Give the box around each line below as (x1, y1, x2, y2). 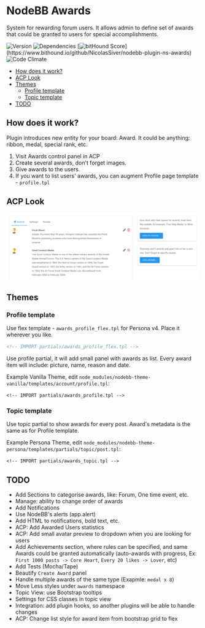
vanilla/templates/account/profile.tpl (6, 381, 109, 387)
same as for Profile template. (6, 427, 79, 435)
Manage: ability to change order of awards (15, 497, 123, 505)
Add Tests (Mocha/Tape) (15, 562, 79, 570)
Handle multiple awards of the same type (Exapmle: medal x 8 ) (15, 575, 175, 583)
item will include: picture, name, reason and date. (6, 361, 131, 368)
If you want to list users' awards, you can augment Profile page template (15, 172, 199, 179)
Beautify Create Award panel (15, 569, 87, 576)
